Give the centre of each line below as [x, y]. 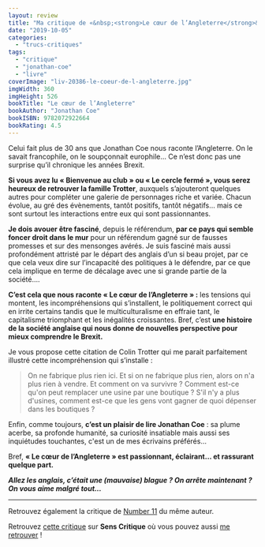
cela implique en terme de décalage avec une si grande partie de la [118, 271]
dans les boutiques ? [61, 409]
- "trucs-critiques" [49, 45]
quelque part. [31, 465]
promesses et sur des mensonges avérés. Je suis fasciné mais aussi [119, 245]
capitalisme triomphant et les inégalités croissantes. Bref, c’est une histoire [130, 320]
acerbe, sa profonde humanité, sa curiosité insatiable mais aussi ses [119, 433]
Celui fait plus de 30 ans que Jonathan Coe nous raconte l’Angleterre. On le [131, 148]
